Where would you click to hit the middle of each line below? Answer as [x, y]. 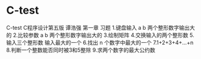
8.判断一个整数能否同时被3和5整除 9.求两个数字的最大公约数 [81, 50]
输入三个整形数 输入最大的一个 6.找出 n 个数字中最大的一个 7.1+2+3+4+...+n [100, 42]
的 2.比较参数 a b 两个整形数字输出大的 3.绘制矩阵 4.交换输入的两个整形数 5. [100, 35]
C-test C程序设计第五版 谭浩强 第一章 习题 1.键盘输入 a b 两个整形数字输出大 [101, 27]
